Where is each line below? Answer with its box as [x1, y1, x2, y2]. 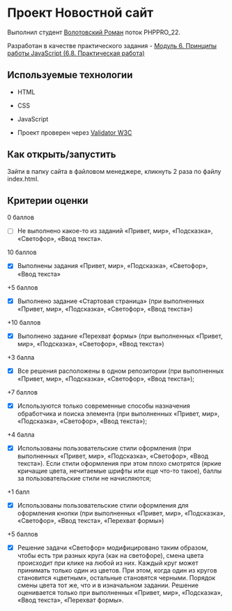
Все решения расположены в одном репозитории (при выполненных [17, 367, 224, 375]
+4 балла [7, 430, 35, 439]
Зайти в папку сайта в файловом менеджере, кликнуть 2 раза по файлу [7, 167, 222, 175]
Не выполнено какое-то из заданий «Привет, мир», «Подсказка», [17, 227, 213, 235]
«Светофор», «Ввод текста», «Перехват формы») [17, 516, 164, 524]
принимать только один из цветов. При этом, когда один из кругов [17, 566, 217, 574]
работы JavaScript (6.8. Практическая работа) [7, 49, 145, 57]
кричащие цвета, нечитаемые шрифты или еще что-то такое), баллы [17, 466, 222, 475]
